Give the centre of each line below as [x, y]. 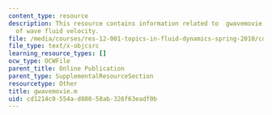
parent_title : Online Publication [67, 69]
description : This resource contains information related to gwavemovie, [137, 23]
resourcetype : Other [43, 83]
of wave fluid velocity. [57, 31]
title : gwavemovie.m [43, 91]
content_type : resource [49, 16]
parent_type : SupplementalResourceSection [81, 76]
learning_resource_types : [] [57, 53]
